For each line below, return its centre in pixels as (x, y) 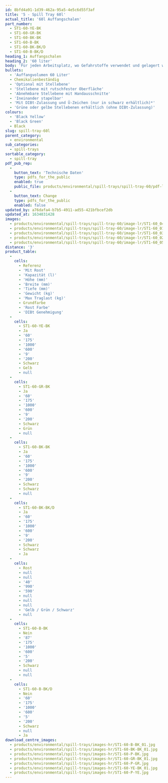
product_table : (21, 252)
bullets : (14, 71)
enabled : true (29, 182)
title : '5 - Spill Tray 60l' (35, 15)
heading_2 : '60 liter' (29, 61)
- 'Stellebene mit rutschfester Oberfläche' (57, 89)
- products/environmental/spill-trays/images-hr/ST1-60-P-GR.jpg (79, 763)
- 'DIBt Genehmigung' (41, 312)
